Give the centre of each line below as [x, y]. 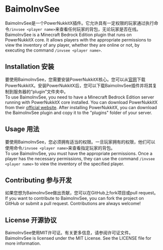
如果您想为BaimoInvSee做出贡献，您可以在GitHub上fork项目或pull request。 [82, 193]
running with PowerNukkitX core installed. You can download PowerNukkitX [81, 102]
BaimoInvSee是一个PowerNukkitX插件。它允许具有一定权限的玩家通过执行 [80, 23]
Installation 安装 [30, 67]
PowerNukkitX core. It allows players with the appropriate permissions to [78, 39]
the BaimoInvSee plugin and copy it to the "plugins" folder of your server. [79, 113]
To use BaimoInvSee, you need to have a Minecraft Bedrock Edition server [80, 97]
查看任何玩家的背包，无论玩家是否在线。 [100, 29]
